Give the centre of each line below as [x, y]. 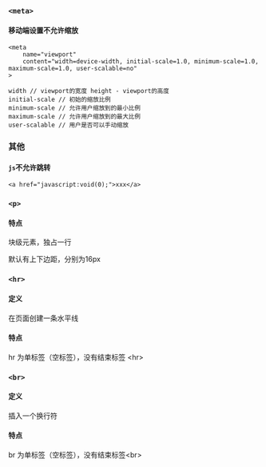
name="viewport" [50, 54]
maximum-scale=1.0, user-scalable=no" [73, 69]
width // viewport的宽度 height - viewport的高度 [89, 91]
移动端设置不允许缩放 [43, 30]
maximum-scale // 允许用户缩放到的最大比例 [75, 117]
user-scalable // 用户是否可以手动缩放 [69, 125]
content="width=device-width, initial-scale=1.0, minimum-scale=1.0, [141, 62]
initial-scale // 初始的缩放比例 [60, 100]
